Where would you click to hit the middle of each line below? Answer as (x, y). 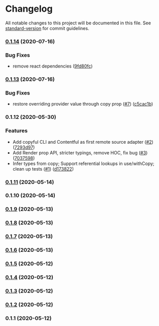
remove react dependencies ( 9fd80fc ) (53, 66)
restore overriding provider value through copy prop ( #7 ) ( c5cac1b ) (83, 104)
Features (17, 131)
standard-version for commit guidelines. (47, 28)
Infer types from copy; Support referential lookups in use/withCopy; (84, 164)
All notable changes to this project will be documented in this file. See (78, 23)
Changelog (29, 9)
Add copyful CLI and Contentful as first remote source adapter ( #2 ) (83, 142)
